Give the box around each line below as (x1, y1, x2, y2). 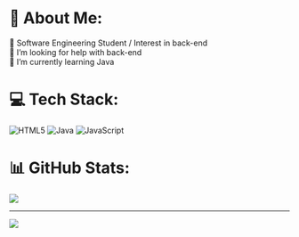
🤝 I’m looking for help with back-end (9, 46, 142, 57)
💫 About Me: (9, 8, 103, 29)
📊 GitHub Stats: (9, 158, 131, 178)
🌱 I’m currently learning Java (9, 56, 115, 67)
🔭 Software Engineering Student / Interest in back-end (9, 37, 208, 48)
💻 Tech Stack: (9, 89, 119, 110)
